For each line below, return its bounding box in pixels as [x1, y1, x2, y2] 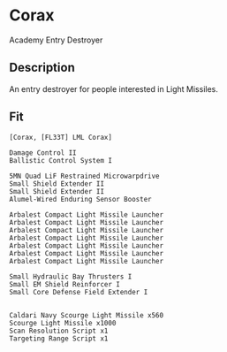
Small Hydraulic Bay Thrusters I [9, 272, 132, 281]
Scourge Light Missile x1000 [9, 318, 117, 327]
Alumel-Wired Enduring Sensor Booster [9, 195, 152, 203]
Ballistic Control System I [9, 156, 113, 165]
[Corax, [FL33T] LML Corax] [9, 133, 113, 142]
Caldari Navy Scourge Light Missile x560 [9, 310, 164, 319]
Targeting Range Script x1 [9, 333, 109, 343]
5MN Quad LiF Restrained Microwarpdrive [9, 172, 161, 180]
